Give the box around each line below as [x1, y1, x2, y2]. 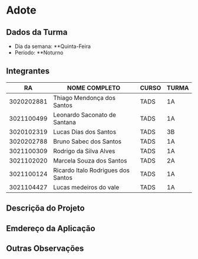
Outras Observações [6, 243, 84, 253]
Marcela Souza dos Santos [52, 156, 127, 164]
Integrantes [6, 66, 50, 76]
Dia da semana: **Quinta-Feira [14, 43, 91, 50]
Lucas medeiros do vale [52, 183, 120, 191]
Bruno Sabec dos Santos [52, 137, 122, 145]
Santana [52, 118, 77, 126]
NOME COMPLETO [67, 83, 121, 92]
